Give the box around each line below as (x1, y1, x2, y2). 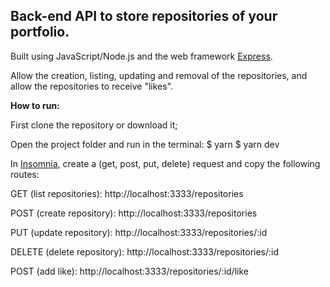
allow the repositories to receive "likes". (10, 80, 174, 92)
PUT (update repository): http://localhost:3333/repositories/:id (10, 226, 268, 238)
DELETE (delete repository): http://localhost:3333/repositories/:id (10, 245, 280, 258)
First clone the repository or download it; (10, 119, 178, 131)
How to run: (10, 99, 60, 111)
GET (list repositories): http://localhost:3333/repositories (10, 187, 244, 199)
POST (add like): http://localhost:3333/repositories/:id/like (10, 265, 249, 277)
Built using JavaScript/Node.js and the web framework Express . (10, 50, 273, 62)
